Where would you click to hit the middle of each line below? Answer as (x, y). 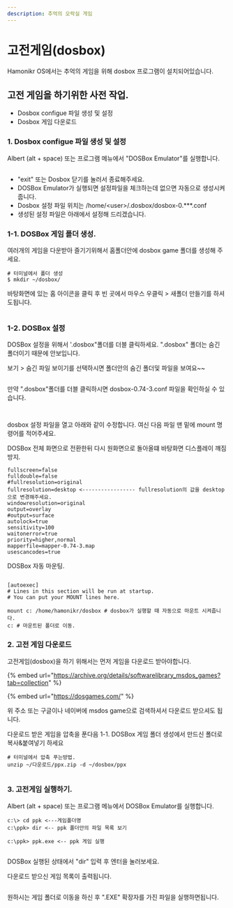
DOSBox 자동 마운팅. (36, 566)
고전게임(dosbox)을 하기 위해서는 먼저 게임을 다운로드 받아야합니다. (99, 661)
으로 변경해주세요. (30, 497)
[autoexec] (23, 585)
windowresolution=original (46, 504)
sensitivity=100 (31, 528)
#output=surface (31, 516)
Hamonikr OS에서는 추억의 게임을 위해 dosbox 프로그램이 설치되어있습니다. (111, 71)
